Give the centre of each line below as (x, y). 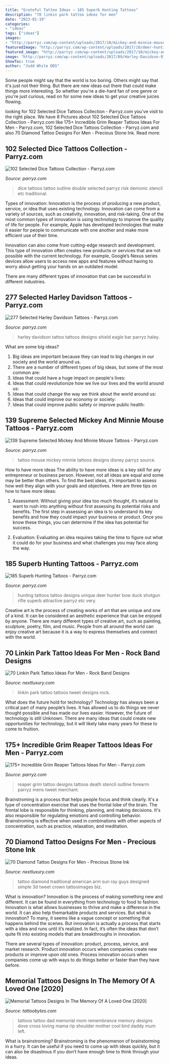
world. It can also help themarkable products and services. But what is (78, 913)
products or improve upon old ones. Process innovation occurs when (77, 954)
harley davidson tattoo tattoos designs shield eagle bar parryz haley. (89, 337)
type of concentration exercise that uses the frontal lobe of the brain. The (81, 805)
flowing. (14, 102)
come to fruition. (22, 729)
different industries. (26, 281)
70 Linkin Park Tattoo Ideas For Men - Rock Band (82, 653)
